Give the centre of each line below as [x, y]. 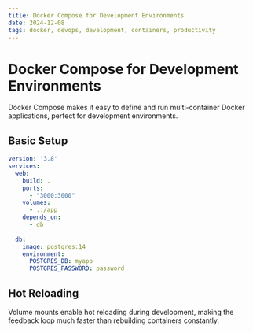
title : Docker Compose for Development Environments [96, 15]
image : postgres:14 [54, 246]
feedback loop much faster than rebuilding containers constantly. [114, 320]
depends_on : [42, 217]
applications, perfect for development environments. [93, 116]
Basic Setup [38, 141]
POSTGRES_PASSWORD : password [77, 268]
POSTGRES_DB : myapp [60, 261]
